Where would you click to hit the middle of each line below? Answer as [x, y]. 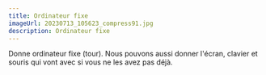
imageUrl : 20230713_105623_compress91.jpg [81, 23]
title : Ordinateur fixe [49, 16]
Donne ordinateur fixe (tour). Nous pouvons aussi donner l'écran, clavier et [133, 54]
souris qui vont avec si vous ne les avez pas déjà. [91, 62]
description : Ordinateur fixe [59, 31]
